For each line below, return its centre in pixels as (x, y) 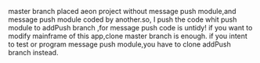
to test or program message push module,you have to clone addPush (119, 44)
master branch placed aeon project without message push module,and (122, 11)
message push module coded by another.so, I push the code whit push (123, 19)
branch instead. (33, 52)
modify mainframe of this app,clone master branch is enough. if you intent (128, 36)
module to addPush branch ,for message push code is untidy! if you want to (130, 28)
